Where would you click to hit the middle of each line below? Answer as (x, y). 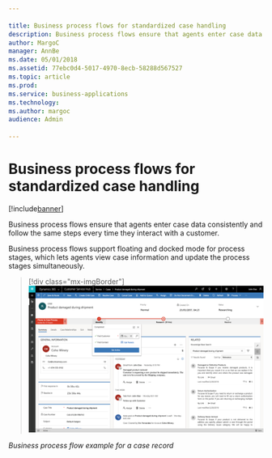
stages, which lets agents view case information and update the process (129, 257)
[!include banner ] (36, 208)
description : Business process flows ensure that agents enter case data (136, 34)
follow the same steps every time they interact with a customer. (114, 233)
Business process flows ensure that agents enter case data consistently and (136, 224)
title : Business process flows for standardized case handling (117, 25)
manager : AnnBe (34, 51)
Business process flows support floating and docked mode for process (127, 248)
